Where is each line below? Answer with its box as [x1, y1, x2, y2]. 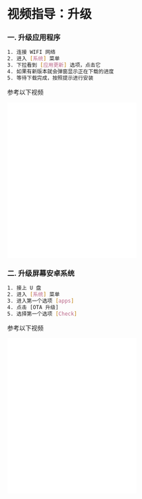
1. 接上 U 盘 [7, 285, 41, 292]
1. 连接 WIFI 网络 [7, 49, 57, 56]
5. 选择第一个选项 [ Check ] [7, 310, 78, 317]
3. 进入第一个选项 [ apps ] [7, 297, 74, 304]
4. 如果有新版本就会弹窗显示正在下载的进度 [7, 68, 114, 75]
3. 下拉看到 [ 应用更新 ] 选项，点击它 [7, 62, 101, 69]
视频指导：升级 [7, 6, 92, 22]
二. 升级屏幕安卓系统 [7, 268, 75, 278]
